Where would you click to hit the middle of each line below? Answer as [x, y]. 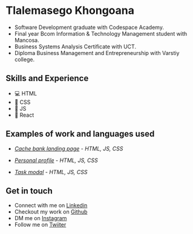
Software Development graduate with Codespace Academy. [89, 27]
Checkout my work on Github [51, 212]
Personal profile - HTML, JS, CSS [56, 160]
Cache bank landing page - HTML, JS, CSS [69, 148]
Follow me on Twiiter [40, 225]
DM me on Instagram [41, 218]
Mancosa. [27, 40]
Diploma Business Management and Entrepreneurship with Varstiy [97, 53]
